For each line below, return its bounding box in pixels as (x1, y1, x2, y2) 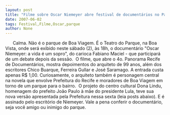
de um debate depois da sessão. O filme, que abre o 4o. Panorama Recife (5, 56, 160, 62)
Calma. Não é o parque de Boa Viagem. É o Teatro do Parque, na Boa (12, 40, 157, 46)
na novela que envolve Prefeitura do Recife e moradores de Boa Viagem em (5, 78, 163, 84)
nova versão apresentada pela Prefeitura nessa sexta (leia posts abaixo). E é (5, 94, 164, 100)
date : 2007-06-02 (5, 17, 42, 22)
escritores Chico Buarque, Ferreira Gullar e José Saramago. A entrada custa (5, 67, 164, 73)
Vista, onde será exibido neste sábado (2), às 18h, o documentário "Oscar (5, 45, 159, 51)
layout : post (5, 7, 33, 13)
